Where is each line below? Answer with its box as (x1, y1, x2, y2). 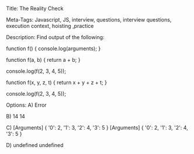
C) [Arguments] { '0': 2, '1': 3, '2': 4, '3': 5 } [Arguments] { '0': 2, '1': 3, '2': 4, (6, 124, 188, 131)
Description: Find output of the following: (6, 34, 105, 40)
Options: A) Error (6, 101, 47, 108)
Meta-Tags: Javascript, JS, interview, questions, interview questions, (6, 16, 172, 23)
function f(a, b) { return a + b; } (6, 57, 81, 63)
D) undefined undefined (6, 142, 64, 148)
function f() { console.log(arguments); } (6, 45, 101, 52)
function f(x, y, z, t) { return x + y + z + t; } (6, 79, 107, 86)
